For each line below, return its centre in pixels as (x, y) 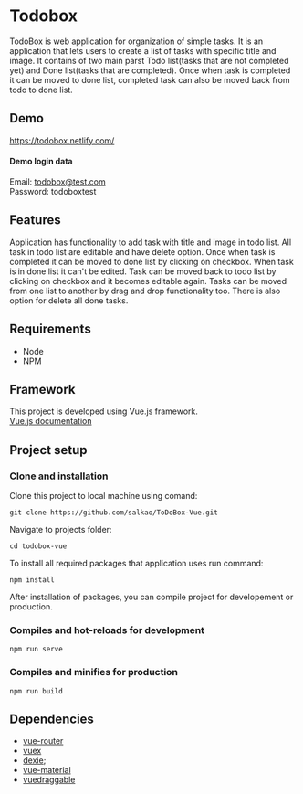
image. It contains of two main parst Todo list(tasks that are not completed (149, 60)
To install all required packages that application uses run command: (136, 564)
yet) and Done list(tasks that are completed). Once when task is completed (150, 70)
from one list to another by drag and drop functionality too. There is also (145, 291)
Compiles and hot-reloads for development (107, 630)
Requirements (50, 329)
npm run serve (37, 650)
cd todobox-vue (38, 546)
